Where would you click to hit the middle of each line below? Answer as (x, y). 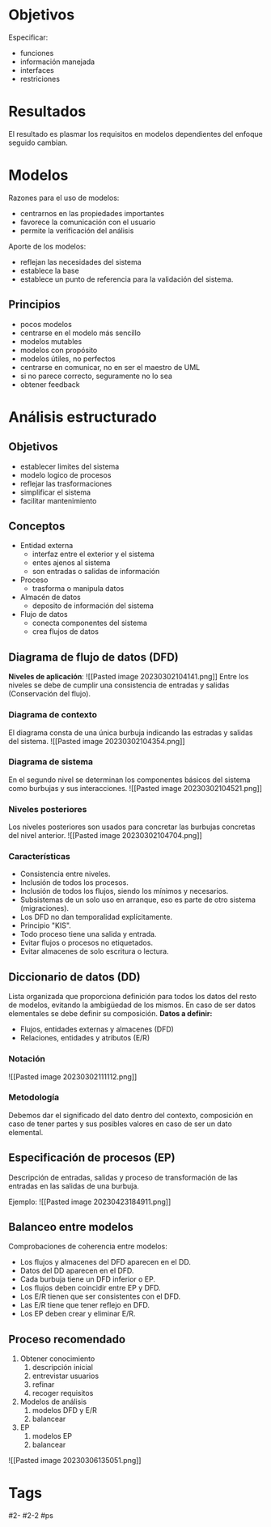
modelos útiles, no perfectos (68, 359)
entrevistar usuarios (66, 1376)
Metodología (34, 1097)
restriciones (40, 79)
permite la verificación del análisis (77, 230)
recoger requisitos (63, 1393)
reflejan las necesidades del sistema (80, 262)
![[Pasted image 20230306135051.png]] (75, 1461)
